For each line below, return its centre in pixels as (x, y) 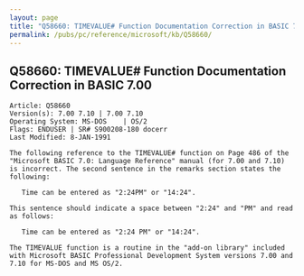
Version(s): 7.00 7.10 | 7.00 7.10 (76, 114)
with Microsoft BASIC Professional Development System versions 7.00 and (152, 256)
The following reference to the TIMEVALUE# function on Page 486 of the (149, 153)
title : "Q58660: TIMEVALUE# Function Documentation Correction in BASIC (149, 26)
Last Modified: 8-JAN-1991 (60, 138)
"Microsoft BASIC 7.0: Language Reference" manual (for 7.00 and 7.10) (147, 161)
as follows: (32, 216)
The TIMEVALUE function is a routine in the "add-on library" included (147, 248)
